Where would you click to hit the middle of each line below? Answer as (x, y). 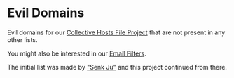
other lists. (22, 39)
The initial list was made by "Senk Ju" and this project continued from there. (117, 67)
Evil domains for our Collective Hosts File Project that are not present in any (116, 32)
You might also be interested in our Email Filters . (77, 53)
